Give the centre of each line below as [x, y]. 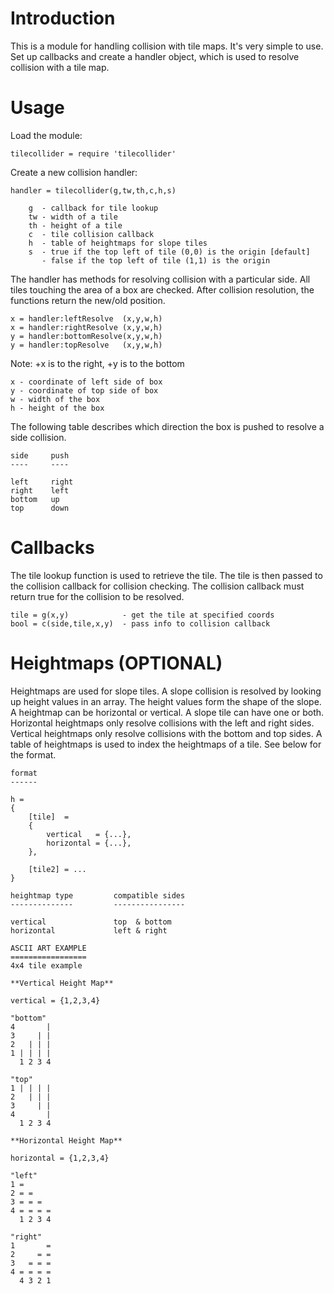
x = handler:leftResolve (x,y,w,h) [86, 318]
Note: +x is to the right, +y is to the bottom [97, 363]
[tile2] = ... [57, 869]
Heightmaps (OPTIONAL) [116, 663]
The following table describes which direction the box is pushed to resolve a [167, 426]
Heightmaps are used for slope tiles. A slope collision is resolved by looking [166, 691]
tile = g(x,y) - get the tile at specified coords [142, 615]
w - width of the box [55, 399]
